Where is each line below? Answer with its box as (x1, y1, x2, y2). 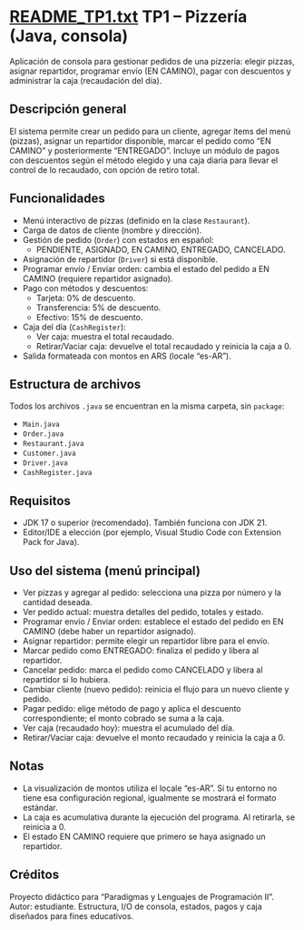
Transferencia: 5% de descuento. (35, 302, 162, 313)
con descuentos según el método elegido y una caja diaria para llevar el (9, 155, 279, 166)
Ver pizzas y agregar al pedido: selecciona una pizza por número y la (22, 587, 281, 598)
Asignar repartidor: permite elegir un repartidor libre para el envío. (22, 635, 270, 646)
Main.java (22, 420, 61, 430)
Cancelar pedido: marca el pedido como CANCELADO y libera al (22, 664, 263, 675)
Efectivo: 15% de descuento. (35, 311, 143, 322)
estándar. (22, 802, 58, 813)
